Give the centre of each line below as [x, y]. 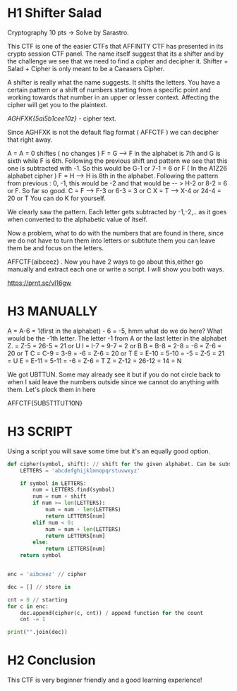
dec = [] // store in [39, 587]
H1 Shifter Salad [55, 13]
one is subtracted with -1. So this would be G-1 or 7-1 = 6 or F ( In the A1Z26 [117, 168]
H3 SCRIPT [40, 432]
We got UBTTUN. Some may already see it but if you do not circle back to [114, 374]
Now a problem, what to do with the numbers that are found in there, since [116, 233]
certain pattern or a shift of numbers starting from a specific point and [109, 90]
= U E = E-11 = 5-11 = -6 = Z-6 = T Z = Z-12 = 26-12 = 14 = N [95, 360]
